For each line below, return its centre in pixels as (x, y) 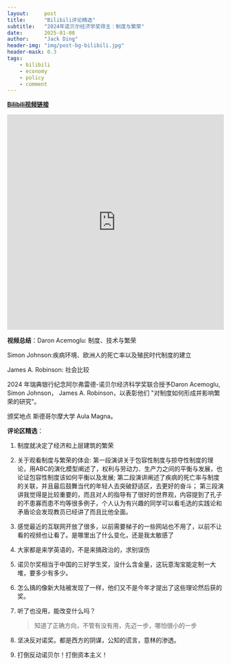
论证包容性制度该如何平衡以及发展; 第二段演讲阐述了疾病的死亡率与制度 (118, 478)
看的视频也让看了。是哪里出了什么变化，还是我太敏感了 (95, 535)
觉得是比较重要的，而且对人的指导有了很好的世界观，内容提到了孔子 (125, 495)
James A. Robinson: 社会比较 (48, 370)
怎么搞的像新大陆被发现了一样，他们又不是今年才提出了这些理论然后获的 (119, 588)
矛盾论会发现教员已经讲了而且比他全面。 (74, 512)
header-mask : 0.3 (32, 52)
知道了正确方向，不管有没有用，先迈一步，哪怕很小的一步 (115, 626)
